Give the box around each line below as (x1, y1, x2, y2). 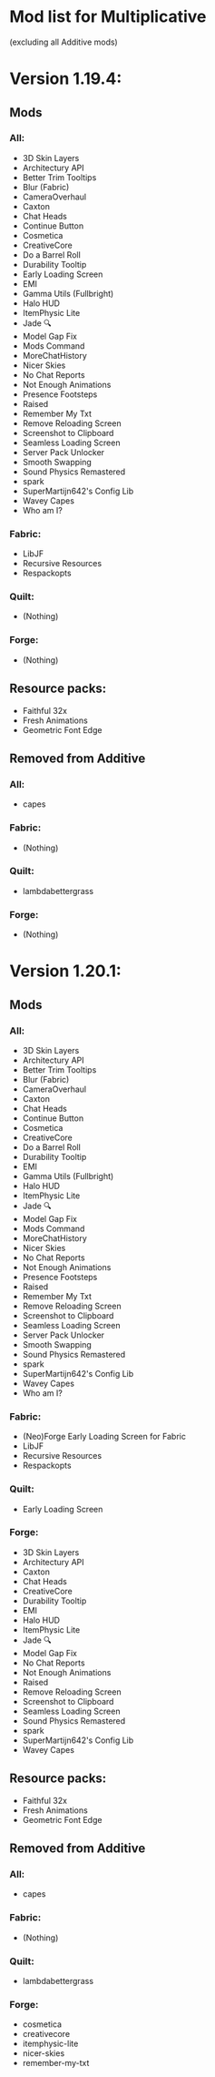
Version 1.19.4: (9, 68, 122, 89)
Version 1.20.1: (9, 961, 122, 982)
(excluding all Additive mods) (9, 36, 118, 47)
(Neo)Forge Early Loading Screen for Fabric (22, 1431, 186, 1442)
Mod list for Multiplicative (9, 6, 207, 27)
